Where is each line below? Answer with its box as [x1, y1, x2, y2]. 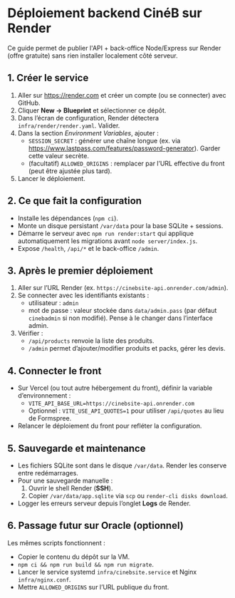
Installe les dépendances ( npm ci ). [17, 214, 119, 222]
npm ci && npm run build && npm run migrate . [17, 560, 155, 568]
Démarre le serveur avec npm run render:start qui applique [17, 229, 194, 237]
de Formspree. [28, 414, 72, 423]
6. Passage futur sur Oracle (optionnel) [7, 520, 184, 532]
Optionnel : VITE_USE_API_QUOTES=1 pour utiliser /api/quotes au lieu [28, 406, 224, 415]
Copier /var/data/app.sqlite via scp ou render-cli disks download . [28, 492, 228, 500]
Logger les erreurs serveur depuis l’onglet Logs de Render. [17, 499, 191, 507]
